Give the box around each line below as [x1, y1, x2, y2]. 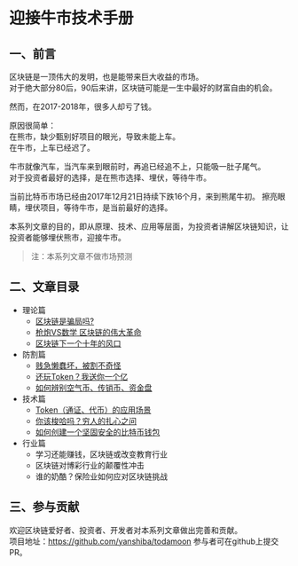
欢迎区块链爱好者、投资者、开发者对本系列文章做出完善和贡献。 [9, 524, 242, 535]
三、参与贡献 [9, 499, 80, 515]
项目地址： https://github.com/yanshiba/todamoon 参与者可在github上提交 [9, 536, 279, 546]
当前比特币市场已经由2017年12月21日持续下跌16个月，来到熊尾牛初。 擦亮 [9, 192, 278, 201]
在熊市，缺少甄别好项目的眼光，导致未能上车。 [9, 131, 180, 142]
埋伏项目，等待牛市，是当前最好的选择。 [24, 202, 173, 213]
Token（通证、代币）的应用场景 [35, 405, 152, 415]
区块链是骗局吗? [35, 316, 95, 326]
